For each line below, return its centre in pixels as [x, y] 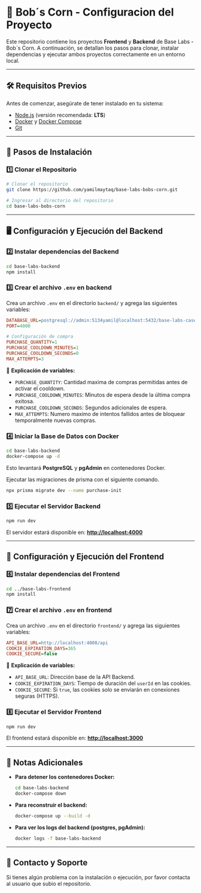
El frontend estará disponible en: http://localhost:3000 [75, 738]
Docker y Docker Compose [48, 121]
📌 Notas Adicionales [45, 763]
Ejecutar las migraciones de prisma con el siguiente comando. [83, 479]
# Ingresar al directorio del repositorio [60, 201]
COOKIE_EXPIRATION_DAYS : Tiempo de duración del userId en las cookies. [103, 683]
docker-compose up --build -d [53, 816]
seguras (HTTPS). [37, 696]
